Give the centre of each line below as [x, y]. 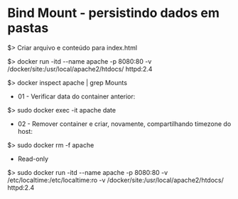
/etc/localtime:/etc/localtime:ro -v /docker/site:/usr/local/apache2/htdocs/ [115, 180]
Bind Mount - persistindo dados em [114, 13]
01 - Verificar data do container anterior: [76, 96]
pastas [28, 28]
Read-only [33, 159]
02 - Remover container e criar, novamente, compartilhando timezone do [124, 124]
